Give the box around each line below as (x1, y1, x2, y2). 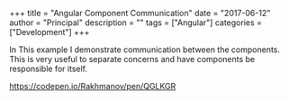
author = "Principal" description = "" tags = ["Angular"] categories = (9, 17, 263, 28)
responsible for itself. (9, 63, 88, 74)
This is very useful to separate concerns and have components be (9, 54, 256, 64)
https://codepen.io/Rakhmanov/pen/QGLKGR (9, 81, 176, 91)
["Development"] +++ (9, 27, 90, 37)
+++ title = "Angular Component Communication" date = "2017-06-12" (9, 8, 271, 18)
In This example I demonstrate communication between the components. (9, 44, 281, 55)
